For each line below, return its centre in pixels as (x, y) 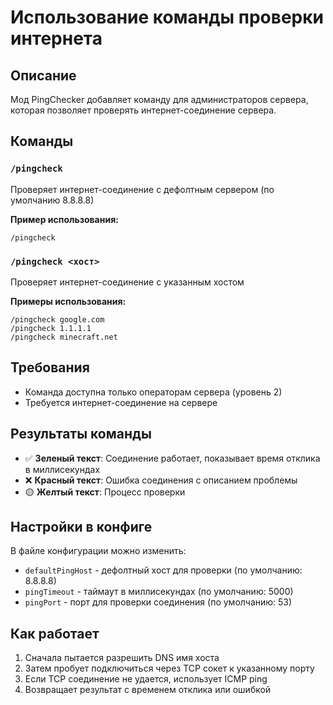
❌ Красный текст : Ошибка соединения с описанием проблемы (161, 480)
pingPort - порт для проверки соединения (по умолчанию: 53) (158, 602)
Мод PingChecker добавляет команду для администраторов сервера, (159, 99)
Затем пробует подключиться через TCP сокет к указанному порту (169, 668)
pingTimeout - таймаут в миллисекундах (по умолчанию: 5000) (159, 592)
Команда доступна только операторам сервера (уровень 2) (153, 392)
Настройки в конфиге (81, 527)
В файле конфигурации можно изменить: (98, 551)
